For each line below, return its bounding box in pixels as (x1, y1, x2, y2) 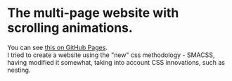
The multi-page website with (7, 5, 179, 21)
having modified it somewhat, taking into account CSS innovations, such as (7, 58, 225, 66)
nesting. (7, 66, 31, 74)
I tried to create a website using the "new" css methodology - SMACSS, (7, 51, 215, 59)
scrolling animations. (7, 20, 134, 36)
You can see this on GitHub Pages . (7, 43, 108, 51)
